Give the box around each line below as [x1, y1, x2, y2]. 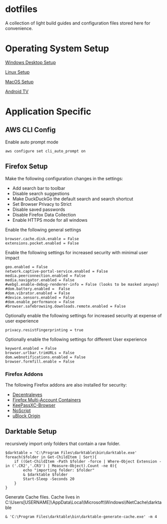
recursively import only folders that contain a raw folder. [5, 441, 121, 447]
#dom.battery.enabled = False [5, 286, 70, 291]
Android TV [5, 88, 29, 94]
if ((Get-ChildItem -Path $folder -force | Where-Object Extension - [14, 459, 162, 464]
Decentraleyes [12, 391, 42, 398]
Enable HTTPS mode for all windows [12, 217, 88, 223]
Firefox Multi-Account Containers [12, 397, 81, 403]
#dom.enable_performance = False [5, 299, 75, 304]
